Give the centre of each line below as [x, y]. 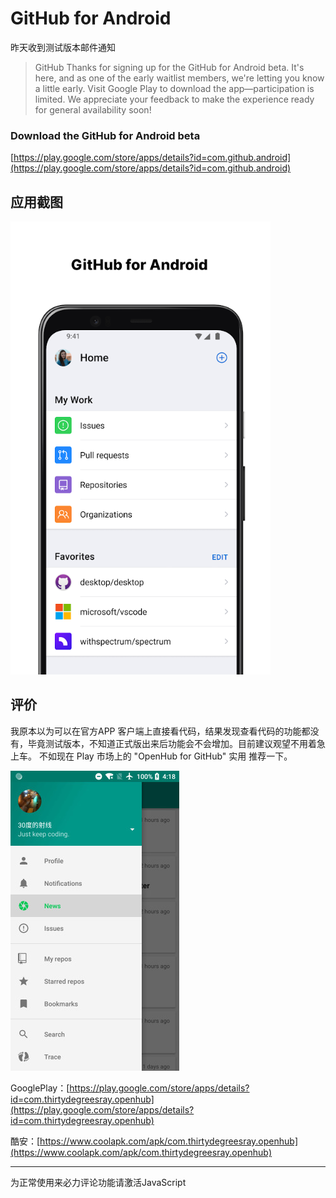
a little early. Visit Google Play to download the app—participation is [174, 88]
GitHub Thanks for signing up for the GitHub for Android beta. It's [169, 67]
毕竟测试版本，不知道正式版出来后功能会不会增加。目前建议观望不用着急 [176, 743]
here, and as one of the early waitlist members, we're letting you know [179, 78]
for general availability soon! [93, 109]
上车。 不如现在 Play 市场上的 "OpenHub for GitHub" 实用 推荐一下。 [151, 756]
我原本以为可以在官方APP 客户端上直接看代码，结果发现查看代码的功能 [156, 731]
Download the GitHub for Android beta [105, 135]
